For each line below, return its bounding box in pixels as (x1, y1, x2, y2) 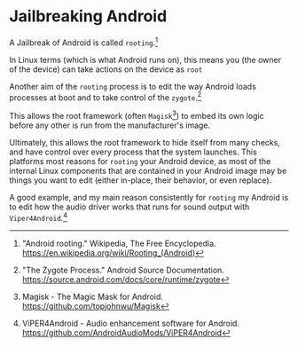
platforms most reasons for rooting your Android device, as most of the (9, 155, 271, 166)
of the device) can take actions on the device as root (9, 64, 203, 75)
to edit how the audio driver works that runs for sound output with (9, 201, 250, 212)
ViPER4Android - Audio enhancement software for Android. (21, 318, 239, 328)
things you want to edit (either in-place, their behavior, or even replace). (9, 175, 272, 185)
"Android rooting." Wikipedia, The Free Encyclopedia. (21, 238, 216, 248)
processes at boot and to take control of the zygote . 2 (9, 91, 202, 103)
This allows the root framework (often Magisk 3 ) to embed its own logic (9, 109, 264, 121)
